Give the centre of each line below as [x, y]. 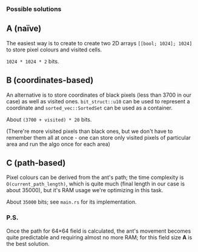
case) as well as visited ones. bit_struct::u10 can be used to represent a [98, 101]
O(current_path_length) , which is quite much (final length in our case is [96, 184]
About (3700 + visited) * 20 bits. [49, 119]
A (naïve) [24, 29]
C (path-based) [36, 163]
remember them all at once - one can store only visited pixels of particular [99, 137]
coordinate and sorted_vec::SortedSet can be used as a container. [90, 108]
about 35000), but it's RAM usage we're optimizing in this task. [85, 190]
